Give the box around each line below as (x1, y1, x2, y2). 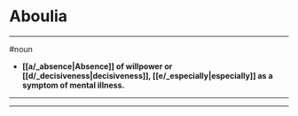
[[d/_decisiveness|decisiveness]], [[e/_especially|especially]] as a (21, 70, 273, 81)
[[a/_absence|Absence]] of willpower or (21, 60, 173, 72)
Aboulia (9, 6, 68, 27)
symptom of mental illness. (21, 80, 125, 90)
